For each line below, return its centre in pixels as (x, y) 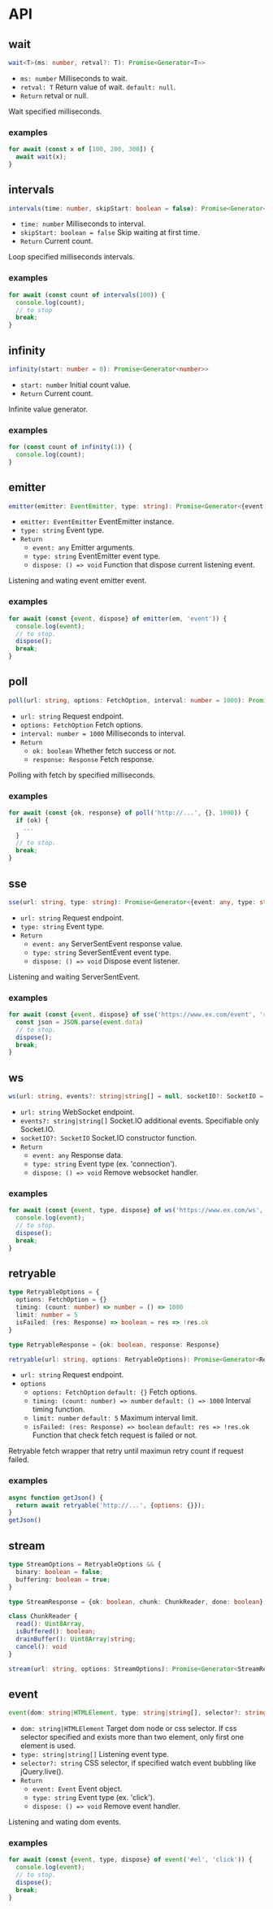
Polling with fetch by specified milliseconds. (82, 775)
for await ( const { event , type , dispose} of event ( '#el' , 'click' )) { (130, 1860)
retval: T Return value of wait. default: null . (98, 87)
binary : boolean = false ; (60, 1572)
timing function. (58, 1409)
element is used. (48, 1746)
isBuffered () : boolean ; (56, 1632)
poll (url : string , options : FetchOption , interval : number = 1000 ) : (127, 700)
